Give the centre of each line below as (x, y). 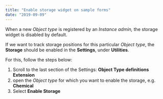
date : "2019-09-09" (26, 15)
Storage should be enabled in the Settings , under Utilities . (67, 50)
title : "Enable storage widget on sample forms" (58, 10)
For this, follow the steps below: (39, 59)
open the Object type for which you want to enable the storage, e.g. (84, 80)
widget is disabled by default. (36, 35)
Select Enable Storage (37, 91)
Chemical (23, 86)
